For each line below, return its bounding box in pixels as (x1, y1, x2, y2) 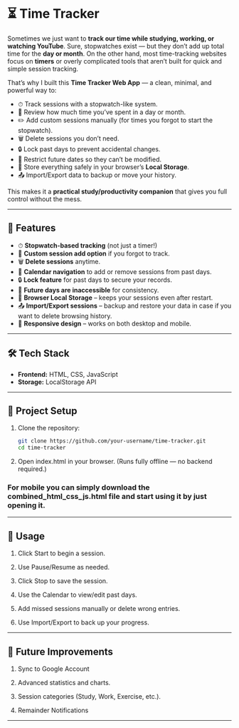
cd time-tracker (17, 444, 66, 452)
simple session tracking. (7, 64, 79, 73)
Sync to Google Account (17, 664, 90, 673)
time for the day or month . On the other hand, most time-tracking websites (7, 49, 227, 58)
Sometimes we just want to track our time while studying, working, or (7, 34, 215, 43)
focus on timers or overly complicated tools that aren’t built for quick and (7, 56, 223, 65)
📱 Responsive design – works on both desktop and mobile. (17, 319, 192, 328)
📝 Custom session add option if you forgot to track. (17, 249, 171, 258)
